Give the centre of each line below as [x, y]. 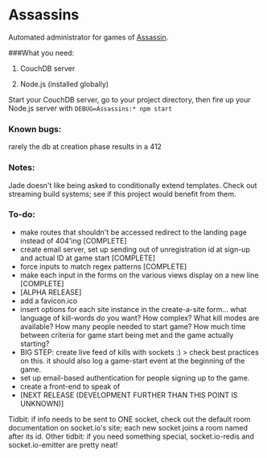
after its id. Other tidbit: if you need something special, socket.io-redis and [131, 436]
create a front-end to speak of [70, 386]
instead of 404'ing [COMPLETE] [73, 240]
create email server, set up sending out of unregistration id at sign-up [135, 249]
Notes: [22, 168]
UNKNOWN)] [42, 403]
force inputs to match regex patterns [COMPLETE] [103, 266]
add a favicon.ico [49, 301]
